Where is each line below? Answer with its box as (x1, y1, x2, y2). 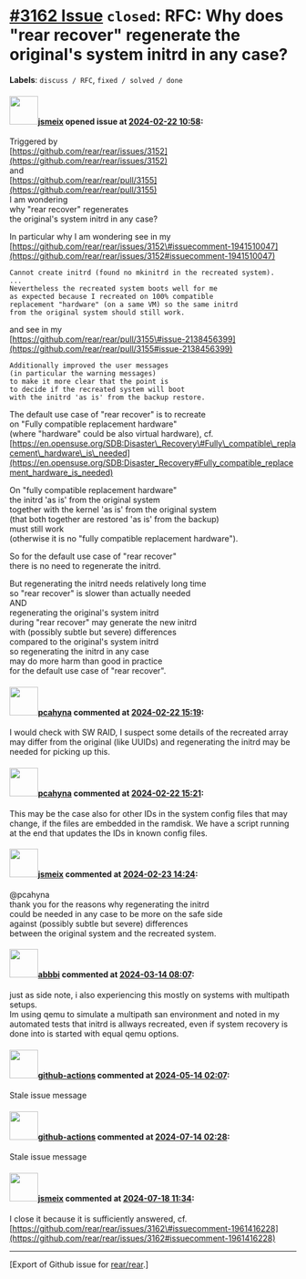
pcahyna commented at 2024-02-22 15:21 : (37, 788, 205, 799)
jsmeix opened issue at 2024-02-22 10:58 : (37, 116, 204, 127)
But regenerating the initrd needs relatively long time (9, 578, 207, 589)
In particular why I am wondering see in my (9, 232, 171, 242)
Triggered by (9, 136, 58, 147)
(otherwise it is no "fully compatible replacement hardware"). (9, 533, 239, 544)
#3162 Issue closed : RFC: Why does (9, 5, 284, 26)
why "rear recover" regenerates (9, 204, 129, 215)
